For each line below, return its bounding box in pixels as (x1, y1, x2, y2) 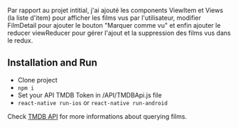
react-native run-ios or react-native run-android (17, 98, 168, 107)
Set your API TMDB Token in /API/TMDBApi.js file (17, 90, 162, 99)
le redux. (7, 36, 33, 45)
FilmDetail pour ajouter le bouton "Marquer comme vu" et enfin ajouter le (7, 21, 221, 29)
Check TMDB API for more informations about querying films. (7, 112, 187, 120)
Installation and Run (7, 57, 98, 69)
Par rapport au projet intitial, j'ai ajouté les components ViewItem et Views (7, 6, 224, 14)
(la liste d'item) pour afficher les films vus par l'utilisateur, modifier (7, 14, 201, 22)
